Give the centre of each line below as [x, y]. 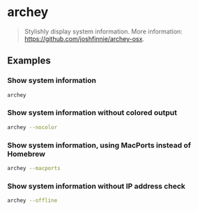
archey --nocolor [32, 127]
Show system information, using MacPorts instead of [99, 145]
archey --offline [32, 201]
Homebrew [26, 154]
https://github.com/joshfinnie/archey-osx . [84, 38]
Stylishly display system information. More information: [103, 31]
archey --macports [34, 168]
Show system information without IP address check [97, 186]
